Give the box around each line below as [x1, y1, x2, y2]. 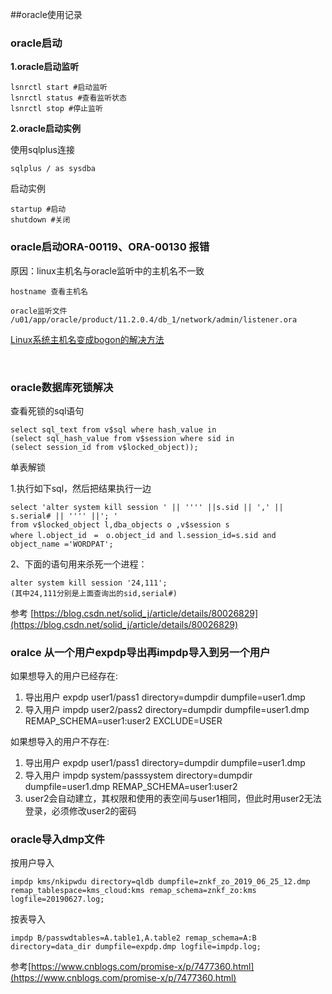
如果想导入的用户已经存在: [10, 670, 119, 682]
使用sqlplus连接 [10, 144, 75, 156]
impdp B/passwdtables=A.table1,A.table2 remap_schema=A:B [10, 933, 257, 943]
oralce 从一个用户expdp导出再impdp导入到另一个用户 [10, 645, 271, 659]
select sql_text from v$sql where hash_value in [10, 424, 217, 435]
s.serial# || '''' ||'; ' [10, 511, 118, 521]
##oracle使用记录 [10, 9, 83, 20]
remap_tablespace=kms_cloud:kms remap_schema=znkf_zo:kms [10, 886, 257, 896]
